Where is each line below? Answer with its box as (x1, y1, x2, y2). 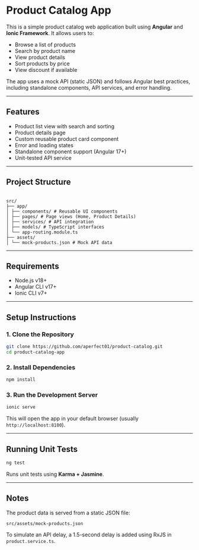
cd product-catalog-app (6, 349, 65, 355)
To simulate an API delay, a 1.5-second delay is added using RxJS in (6, 531, 172, 538)
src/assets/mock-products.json (6, 520, 84, 526)
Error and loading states (14, 141, 74, 148)
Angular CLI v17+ (14, 283, 57, 290)
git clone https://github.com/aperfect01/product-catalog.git (6, 344, 163, 350)
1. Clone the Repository (6, 330, 74, 339)
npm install (6, 377, 36, 383)
